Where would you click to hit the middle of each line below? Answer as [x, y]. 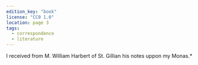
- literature [28, 39]
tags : [13, 28]
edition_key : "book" [32, 12]
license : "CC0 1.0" [30, 17]
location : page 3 [28, 22]
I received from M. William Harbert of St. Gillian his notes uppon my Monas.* [99, 56]
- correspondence [33, 34]
